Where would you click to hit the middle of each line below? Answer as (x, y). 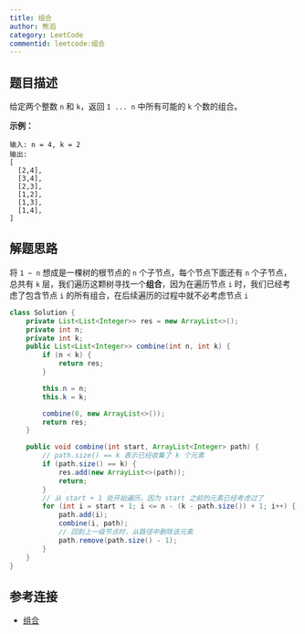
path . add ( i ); (83, 515)
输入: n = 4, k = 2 (45, 145)
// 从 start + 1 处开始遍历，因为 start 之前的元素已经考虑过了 (153, 498)
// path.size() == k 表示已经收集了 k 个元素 (123, 456)
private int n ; (55, 330)
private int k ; (55, 338)
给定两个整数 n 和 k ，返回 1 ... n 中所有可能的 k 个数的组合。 (126, 107)
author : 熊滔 (33, 26)
